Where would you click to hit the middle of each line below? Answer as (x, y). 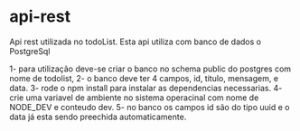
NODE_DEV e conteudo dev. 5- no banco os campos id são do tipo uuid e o (150, 107)
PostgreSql (30, 51)
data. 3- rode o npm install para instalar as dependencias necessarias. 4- (146, 88)
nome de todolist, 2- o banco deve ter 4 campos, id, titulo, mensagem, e (144, 78)
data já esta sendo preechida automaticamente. (98, 117)
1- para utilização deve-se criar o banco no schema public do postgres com (150, 69)
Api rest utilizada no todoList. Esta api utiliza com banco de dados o (136, 42)
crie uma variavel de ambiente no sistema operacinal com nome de (134, 98)
